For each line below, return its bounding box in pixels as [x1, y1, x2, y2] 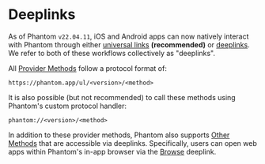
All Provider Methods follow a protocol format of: [8, 63, 168, 73]
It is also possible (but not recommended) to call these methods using [8, 92, 236, 102]
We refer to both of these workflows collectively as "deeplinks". [8, 48, 216, 58]
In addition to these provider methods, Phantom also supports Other [8, 130, 230, 140]
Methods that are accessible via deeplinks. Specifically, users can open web [8, 138, 257, 147]
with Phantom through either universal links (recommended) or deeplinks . [8, 39, 251, 49]
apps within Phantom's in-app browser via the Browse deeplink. [8, 147, 217, 156]
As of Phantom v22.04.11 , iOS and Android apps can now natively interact [8, 32, 249, 41]
